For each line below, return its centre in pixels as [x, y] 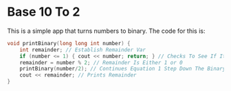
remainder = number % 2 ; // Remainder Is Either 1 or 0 [101, 62]
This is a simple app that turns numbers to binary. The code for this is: [106, 31]
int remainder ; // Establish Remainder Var [83, 50]
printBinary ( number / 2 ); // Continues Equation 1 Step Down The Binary [123, 69]
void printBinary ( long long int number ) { [69, 43]
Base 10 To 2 [44, 12]
